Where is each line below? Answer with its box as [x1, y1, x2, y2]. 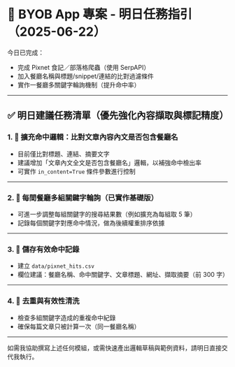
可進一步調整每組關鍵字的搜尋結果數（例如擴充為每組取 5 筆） [17, 210, 197, 218]
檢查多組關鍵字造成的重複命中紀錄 [17, 313, 116, 322]
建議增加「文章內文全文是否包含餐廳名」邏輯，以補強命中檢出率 [17, 158, 201, 166]
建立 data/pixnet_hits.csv [17, 261, 94, 270]
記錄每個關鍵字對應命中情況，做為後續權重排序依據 [17, 218, 165, 227]
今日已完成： [7, 48, 44, 57]
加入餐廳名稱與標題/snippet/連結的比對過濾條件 [17, 71, 154, 80]
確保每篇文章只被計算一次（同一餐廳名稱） [17, 322, 141, 331]
